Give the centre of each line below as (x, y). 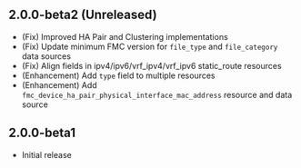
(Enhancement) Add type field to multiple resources (118, 75)
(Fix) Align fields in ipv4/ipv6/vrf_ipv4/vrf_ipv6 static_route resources (152, 65)
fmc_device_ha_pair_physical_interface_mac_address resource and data (157, 94)
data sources (46, 56)
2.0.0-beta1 (42, 133)
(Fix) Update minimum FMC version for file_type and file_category (150, 46)
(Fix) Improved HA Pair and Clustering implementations (125, 36)
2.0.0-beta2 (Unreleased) (83, 15)
